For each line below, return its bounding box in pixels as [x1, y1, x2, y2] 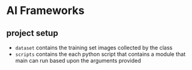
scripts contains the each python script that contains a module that [15, 51, 186, 58]
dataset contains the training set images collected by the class [15, 44, 172, 51]
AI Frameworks [6, 4, 85, 18]
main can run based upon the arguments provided [15, 57, 141, 64]
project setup [6, 28, 59, 38]
